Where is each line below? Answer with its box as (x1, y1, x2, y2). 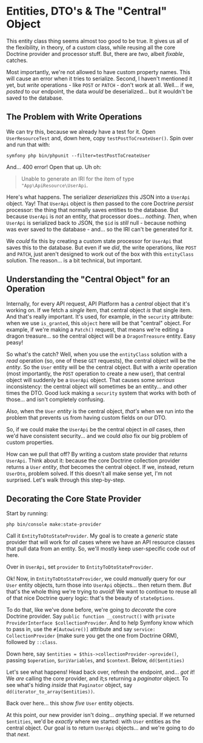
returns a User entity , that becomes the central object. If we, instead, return (6, 463, 195, 470)
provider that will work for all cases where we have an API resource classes (6, 539, 195, 546)
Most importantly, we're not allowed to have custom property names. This (6, 68, 191, 75)
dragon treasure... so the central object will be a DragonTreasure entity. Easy (6, 332, 196, 340)
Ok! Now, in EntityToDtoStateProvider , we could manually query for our (6, 575, 187, 583)
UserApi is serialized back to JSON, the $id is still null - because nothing (6, 219, 187, 226)
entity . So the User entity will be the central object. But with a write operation (6, 363, 198, 371)
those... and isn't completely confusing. (6, 395, 105, 403)
